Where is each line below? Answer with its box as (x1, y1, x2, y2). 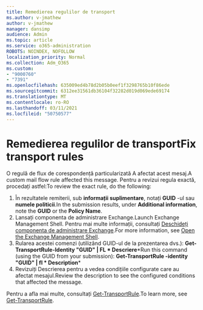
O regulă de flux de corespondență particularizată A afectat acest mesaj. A (6, 170, 192, 177)
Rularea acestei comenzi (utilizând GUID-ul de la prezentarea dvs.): (15, 239, 184, 247)
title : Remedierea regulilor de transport (6, 9, 115, 15)
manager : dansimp (6, 26, 50, 32)
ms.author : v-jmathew (6, 15, 61, 21)
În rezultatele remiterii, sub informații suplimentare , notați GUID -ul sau (15, 195, 195, 202)
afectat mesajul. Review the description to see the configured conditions (15, 272, 196, 280)
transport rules (6, 150, 84, 164)
